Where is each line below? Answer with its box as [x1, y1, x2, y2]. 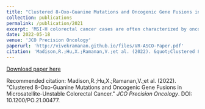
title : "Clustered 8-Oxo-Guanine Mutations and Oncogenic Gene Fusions [6, 9, 192, 15]
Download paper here [6, 65, 61, 72]
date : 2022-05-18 [6, 32, 51, 38]
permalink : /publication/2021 [6, 20, 84, 26]
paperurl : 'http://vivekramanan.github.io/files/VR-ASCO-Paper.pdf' [6, 43, 184, 49]
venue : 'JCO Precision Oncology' [6, 37, 92, 43]
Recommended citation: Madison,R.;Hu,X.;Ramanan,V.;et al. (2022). [6, 77, 176, 84]
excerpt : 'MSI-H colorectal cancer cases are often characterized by [6, 26, 187, 32]
